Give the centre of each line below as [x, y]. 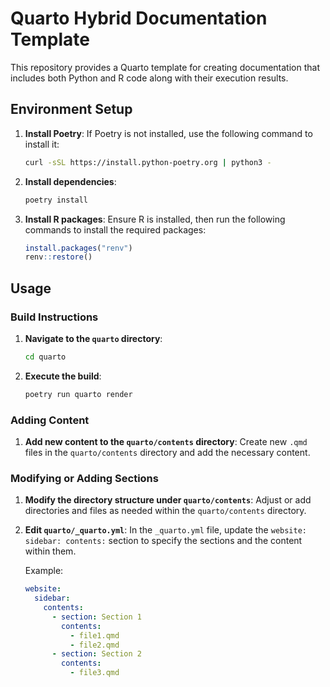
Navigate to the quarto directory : [93, 338]
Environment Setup [71, 109]
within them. [50, 551]
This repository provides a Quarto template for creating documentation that [165, 67]
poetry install [56, 200]
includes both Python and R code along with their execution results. [149, 78]
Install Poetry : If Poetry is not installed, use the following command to [168, 133]
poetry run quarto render [78, 394]
